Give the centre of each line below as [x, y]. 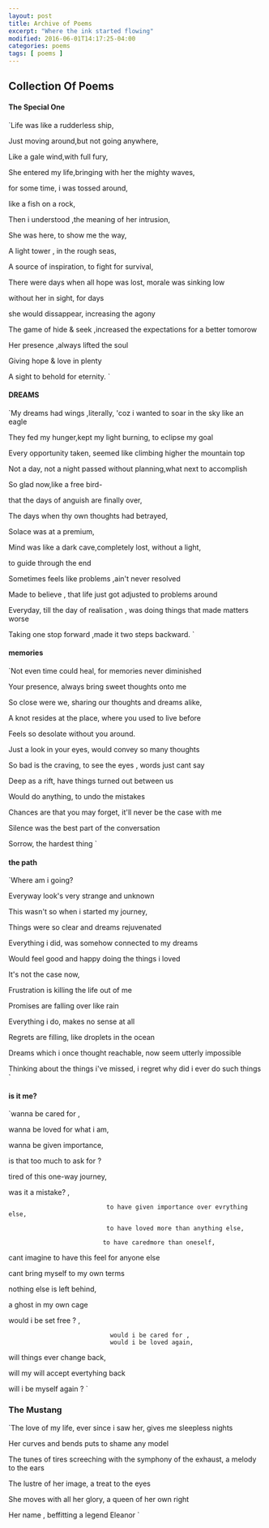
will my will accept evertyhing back [67, 1373]
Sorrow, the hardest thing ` [53, 843]
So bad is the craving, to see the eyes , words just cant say [107, 765]
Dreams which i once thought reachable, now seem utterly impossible [125, 1053]
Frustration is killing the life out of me [70, 991]
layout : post [30, 16]
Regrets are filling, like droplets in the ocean [82, 1038]
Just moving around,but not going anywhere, [83, 141]
